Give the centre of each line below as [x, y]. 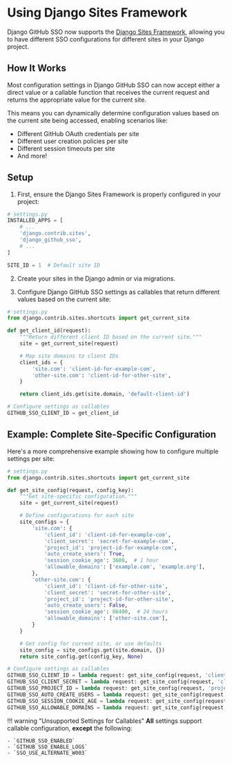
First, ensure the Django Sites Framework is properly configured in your [119, 194]
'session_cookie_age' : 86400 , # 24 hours [106, 612]
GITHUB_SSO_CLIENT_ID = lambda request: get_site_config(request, [105, 675]
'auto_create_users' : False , [86, 605]
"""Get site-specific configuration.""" [78, 497]
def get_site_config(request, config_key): [71, 490]
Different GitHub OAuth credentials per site [78, 133]
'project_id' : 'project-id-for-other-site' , [109, 599]
